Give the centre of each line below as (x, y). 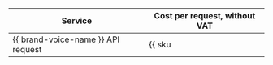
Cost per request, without (205, 16)
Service (77, 21)
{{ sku (160, 45)
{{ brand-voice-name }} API (66, 39)
